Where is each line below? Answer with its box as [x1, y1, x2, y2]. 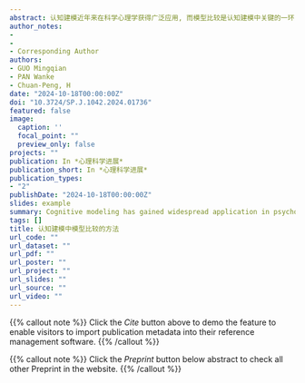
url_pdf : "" [9, 250, 54, 259]
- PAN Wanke [9, 73, 54, 82]
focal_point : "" [17, 132, 79, 141]
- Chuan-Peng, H [9, 81, 71, 90]
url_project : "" [9, 267, 71, 276]
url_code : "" [9, 232, 59, 241]
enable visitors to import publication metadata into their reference [9, 326, 255, 337]
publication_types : [9, 173, 84, 182]
